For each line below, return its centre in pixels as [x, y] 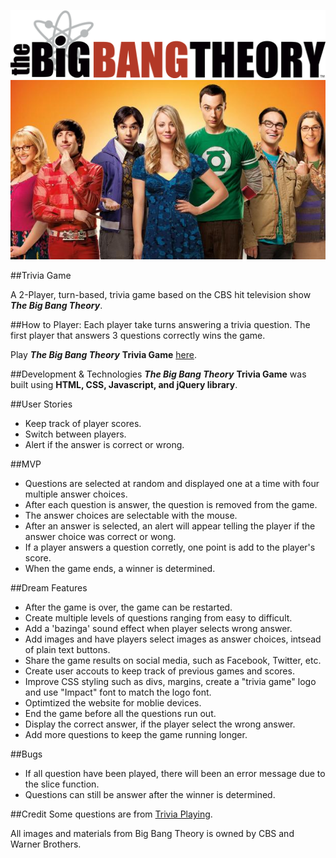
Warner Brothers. [46, 844]
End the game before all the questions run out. [120, 714]
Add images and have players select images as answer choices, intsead [173, 639]
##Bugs [26, 754]
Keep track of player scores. [83, 424]
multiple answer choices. [76, 494]
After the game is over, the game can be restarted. [128, 607]
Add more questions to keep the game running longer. [136, 735]
